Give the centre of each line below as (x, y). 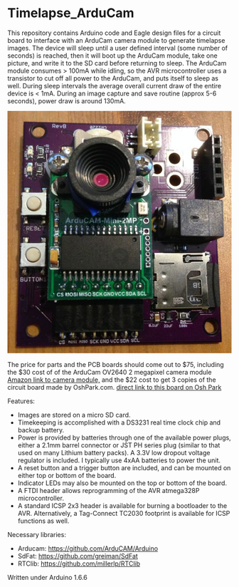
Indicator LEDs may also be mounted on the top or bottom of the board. (122, 483)
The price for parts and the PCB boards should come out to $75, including (116, 365)
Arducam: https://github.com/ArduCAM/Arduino (88, 549)
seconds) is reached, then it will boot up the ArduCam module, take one (113, 56)
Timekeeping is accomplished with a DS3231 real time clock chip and (119, 422)
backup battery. (41, 430)
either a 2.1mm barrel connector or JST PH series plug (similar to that (119, 445)
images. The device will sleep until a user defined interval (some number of (118, 48)
